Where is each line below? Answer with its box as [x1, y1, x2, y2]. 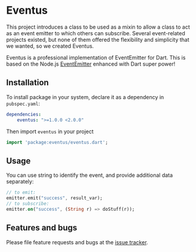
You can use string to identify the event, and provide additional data [6, 171, 173, 179]
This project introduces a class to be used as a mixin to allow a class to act [6, 23, 190, 30]
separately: [6, 178, 34, 185]
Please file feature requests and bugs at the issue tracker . [6, 238, 148, 245]
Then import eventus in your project [6, 128, 94, 135]
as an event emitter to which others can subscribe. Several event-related [6, 29, 185, 36]
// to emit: [6, 189, 36, 196]
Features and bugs [6, 223, 78, 233]
